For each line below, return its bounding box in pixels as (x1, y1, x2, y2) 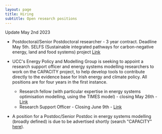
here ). (12, 124, 24, 130)
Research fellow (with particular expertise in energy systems (19, 88, 141, 95)
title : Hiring (5, 12, 34, 17)
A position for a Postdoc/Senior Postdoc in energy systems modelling (12, 114, 152, 119)
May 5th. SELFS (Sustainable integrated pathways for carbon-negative (12, 44, 154, 50)
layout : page (5, 7, 32, 12)
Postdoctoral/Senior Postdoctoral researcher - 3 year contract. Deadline (12, 39, 157, 45)
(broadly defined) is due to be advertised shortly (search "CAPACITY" (12, 118, 152, 124)
